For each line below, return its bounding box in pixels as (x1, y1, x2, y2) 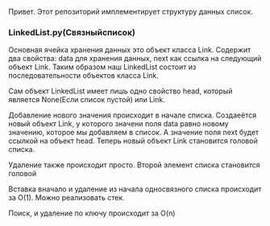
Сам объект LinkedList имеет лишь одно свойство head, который (8, 86, 233, 96)
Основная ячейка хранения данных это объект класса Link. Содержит (8, 45, 251, 55)
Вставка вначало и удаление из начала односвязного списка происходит (8, 184, 262, 194)
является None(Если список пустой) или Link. (8, 95, 165, 105)
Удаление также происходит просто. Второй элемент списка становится (8, 160, 260, 170)
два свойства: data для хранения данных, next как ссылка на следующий (8, 54, 262, 64)
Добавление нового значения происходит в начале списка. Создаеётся (8, 110, 256, 120)
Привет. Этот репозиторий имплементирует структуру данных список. (8, 7, 254, 16)
